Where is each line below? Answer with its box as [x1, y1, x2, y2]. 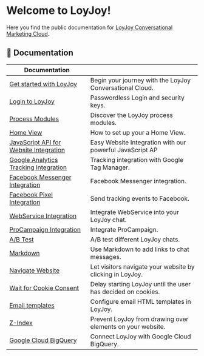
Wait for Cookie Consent [9, 283, 80, 292]
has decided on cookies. [90, 287, 160, 296]
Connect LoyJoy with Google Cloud [90, 332, 191, 340]
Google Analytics [9, 155, 58, 164]
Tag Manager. [90, 163, 130, 172]
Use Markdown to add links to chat [90, 245, 189, 254]
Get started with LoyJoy [9, 79, 77, 88]
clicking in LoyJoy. [90, 270, 143, 278]
